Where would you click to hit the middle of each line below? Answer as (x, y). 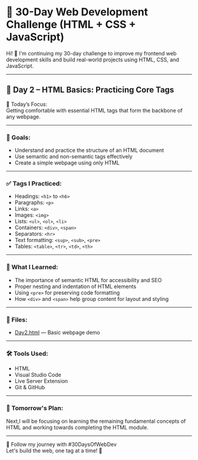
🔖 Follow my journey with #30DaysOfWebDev (61, 444)
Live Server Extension (41, 381)
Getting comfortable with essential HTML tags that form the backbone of (94, 110)
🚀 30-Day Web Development (77, 12)
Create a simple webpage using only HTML (67, 163)
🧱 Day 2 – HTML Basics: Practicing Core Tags (90, 90)
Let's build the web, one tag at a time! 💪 (54, 451)
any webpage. (24, 117)
